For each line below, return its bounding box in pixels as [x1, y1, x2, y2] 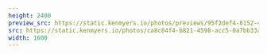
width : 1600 [8, 33, 48, 42]
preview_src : [8, 19, 52, 27]
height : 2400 [8, 11, 52, 20]
